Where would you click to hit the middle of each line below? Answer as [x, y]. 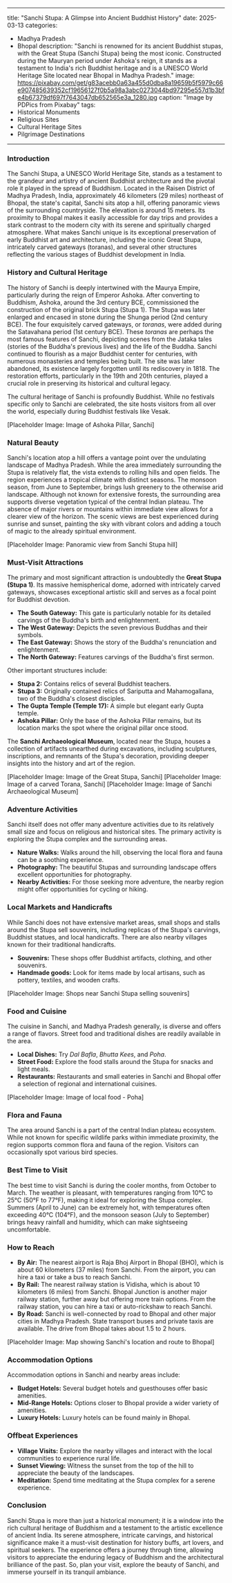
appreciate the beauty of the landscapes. [76, 1473]
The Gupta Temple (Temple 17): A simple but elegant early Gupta [110, 706]
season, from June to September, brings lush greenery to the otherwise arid [115, 487]
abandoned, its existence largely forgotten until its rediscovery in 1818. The [114, 368]
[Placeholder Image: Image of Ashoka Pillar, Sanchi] [81, 424]
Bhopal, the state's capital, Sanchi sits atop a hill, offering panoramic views [114, 203]
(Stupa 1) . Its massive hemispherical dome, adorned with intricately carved [114, 585]
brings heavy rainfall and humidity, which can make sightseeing [97, 1222]
